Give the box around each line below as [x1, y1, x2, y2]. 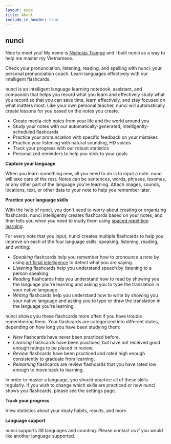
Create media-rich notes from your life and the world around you [12, 118, 149, 124]
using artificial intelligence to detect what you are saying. [12, 260, 133, 266]
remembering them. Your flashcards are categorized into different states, [5, 319, 160, 325]
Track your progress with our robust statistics [12, 145, 109, 152]
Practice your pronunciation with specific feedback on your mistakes [12, 134, 158, 140]
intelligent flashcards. [5, 76, 51, 82]
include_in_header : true [5, 17, 58, 22]
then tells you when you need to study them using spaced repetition [5, 218, 149, 224]
